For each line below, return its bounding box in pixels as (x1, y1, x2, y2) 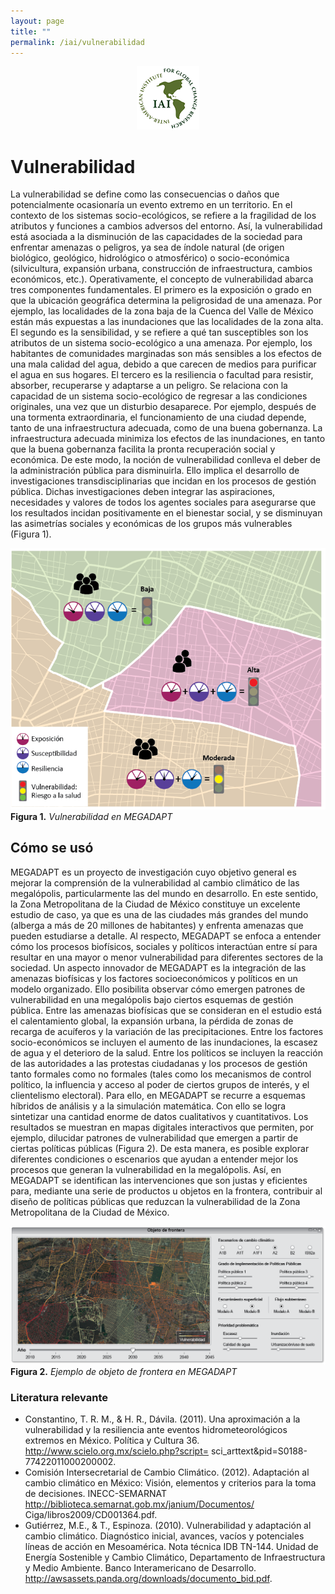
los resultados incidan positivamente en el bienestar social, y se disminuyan (10, 507, 323, 519)
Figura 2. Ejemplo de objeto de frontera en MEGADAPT (10, 1365, 238, 1377)
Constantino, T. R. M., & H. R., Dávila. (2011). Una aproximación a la (24, 1413, 301, 1425)
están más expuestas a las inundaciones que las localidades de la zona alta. (10, 316, 324, 328)
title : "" (10, 26, 52, 37)
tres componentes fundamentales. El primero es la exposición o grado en (10, 284, 312, 296)
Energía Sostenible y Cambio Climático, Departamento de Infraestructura (24, 1551, 326, 1564)
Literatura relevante (10, 1390, 108, 1404)
